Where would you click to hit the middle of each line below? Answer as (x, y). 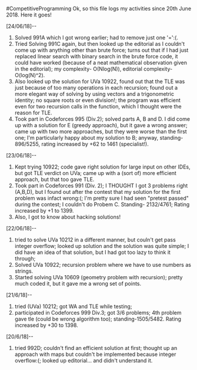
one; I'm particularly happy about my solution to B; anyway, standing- (99, 138)
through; (25, 258)
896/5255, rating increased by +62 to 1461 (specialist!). (81, 144)
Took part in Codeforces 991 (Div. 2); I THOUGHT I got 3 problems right (101, 186)
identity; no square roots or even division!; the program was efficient (98, 100)
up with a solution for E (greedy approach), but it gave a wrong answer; (101, 125)
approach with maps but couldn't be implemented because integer (95, 354)
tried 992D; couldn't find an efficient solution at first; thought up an (96, 348)
